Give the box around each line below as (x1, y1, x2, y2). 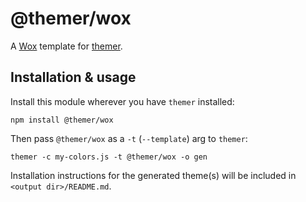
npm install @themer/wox (10, 115, 114, 125)
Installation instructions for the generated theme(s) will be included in (10, 169, 297, 181)
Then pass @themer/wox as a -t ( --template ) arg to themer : (10, 132, 248, 144)
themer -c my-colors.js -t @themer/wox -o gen (10, 152, 208, 162)
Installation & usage (10, 69, 137, 86)
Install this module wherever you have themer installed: (10, 95, 235, 107)
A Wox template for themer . (10, 40, 123, 52)
